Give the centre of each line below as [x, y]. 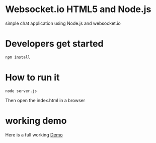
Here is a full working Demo [34, 134]
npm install [18, 57]
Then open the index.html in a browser [45, 100]
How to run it [32, 77]
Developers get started [55, 44]
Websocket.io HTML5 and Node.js [78, 9]
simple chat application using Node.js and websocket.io [63, 23]
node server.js [21, 91]
